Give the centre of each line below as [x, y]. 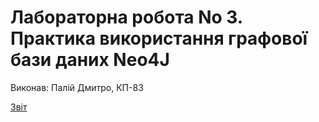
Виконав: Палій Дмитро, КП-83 [77, 87]
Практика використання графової [159, 38]
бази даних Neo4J [90, 60]
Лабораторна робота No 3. [126, 17]
